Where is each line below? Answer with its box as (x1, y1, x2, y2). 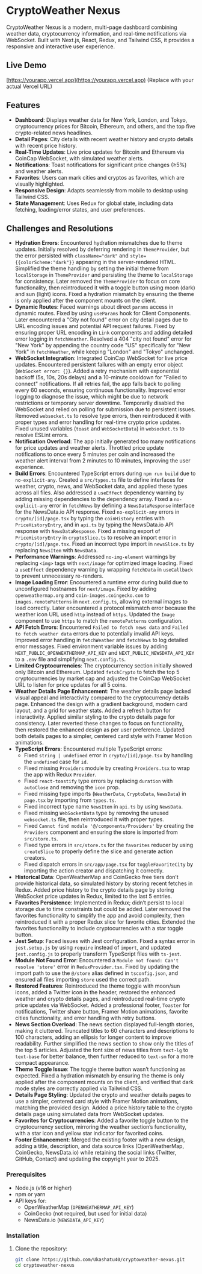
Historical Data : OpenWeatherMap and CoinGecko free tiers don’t (14, 874, 179, 881)
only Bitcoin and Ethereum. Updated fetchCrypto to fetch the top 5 (14, 669, 180, 676)
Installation (6, 1231, 40, 1240)
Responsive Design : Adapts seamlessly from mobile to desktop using (14, 186, 188, 194)
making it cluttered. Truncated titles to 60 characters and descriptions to (14, 1027, 195, 1035)
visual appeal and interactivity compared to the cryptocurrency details (14, 694, 189, 701)
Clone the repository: (14, 1244, 68, 1252)
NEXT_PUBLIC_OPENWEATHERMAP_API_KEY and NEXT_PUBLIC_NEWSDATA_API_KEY (14, 649, 195, 657)
